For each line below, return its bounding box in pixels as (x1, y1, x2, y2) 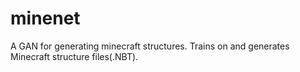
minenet (10, 7, 81, 30)
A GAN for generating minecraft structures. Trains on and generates (10, 40, 290, 52)
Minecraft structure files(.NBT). (10, 50, 139, 62)
